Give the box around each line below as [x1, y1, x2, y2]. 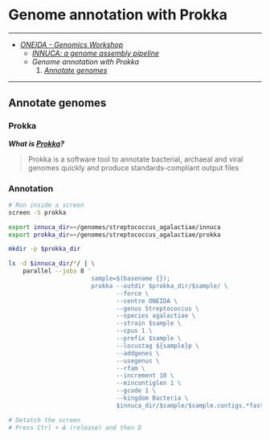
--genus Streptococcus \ [116, 304, 199, 313]
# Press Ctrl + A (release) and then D [8, 424, 142, 432]
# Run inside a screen [8, 201, 84, 209]
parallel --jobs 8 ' [22, 267, 92, 275]
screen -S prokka [8, 208, 67, 216]
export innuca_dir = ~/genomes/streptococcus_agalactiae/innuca [8, 223, 221, 231]
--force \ [116, 289, 149, 297]
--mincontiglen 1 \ [116, 380, 182, 388]
